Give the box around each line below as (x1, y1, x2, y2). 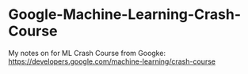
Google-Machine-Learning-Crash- (8, 6, 242, 24)
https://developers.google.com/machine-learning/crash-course (8, 57, 216, 66)
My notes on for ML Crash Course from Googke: (8, 48, 166, 57)
